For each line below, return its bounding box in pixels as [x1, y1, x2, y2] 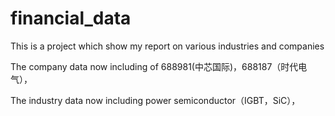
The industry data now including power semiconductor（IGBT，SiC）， [10, 94, 301, 106]
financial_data [10, 7, 132, 30]
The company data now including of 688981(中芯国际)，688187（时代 [10, 60, 299, 72]
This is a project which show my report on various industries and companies [10, 40, 325, 52]
